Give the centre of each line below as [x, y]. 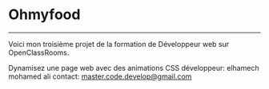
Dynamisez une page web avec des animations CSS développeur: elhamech [134, 68]
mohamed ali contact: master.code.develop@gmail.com [100, 76]
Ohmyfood [44, 15]
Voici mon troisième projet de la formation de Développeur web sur [119, 44]
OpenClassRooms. [39, 52]
